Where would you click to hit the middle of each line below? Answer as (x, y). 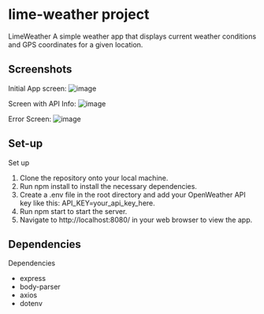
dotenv (31, 304)
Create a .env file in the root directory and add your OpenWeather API (132, 194)
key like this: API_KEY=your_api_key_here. (87, 203)
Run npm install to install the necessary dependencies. (108, 186)
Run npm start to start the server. (73, 211)
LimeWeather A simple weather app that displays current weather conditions (132, 36)
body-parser (40, 287)
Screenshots (40, 70)
